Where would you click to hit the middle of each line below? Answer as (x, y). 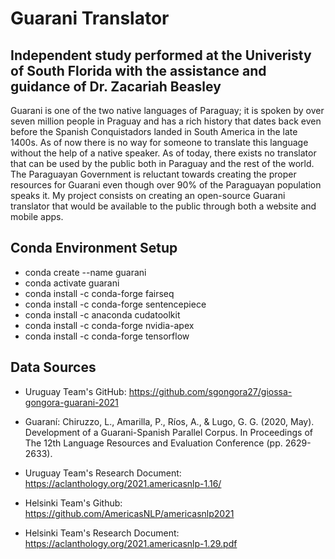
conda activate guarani (72, 283)
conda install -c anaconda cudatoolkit (102, 314)
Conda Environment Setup (94, 248)
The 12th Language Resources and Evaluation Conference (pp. (153, 443)
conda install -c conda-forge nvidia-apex (109, 325)
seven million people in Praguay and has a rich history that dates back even (166, 121)
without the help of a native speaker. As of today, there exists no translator (163, 153)
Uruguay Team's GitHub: (75, 391)
